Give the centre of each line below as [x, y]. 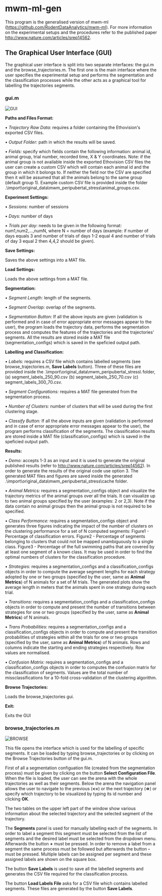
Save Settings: [20, 251]
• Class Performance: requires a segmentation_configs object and [71, 521]
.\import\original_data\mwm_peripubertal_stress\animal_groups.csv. [73, 188]
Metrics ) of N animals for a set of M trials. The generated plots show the [78, 582]
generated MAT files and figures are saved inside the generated [69, 476]
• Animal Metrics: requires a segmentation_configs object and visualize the [80, 491]
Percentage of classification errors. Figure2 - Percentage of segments [75, 536]
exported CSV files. [24, 133]
